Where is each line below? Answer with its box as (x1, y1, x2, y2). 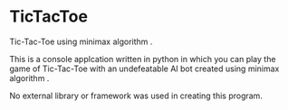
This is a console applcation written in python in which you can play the (9, 53, 276, 64)
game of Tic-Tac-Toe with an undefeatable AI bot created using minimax (9, 63, 280, 74)
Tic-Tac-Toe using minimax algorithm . (9, 36, 153, 47)
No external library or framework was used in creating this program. (9, 90, 263, 101)
